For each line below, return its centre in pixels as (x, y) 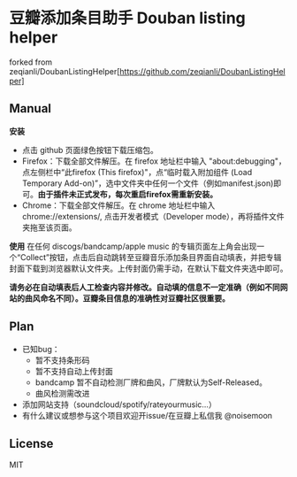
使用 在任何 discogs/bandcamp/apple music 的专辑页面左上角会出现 (133, 246)
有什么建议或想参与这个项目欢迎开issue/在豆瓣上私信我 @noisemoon (147, 415)
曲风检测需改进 (62, 393)
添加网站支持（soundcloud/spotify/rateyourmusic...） (119, 404)
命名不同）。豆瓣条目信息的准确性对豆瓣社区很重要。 (134, 298)
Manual (30, 108)
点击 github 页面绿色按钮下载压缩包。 (90, 150)
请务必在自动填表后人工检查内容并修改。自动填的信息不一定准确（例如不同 (145, 287)
